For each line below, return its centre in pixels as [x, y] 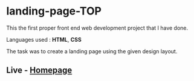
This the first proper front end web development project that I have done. [97, 28]
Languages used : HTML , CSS [44, 39]
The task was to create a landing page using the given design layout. [92, 51]
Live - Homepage [39, 70]
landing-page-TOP [54, 11]
